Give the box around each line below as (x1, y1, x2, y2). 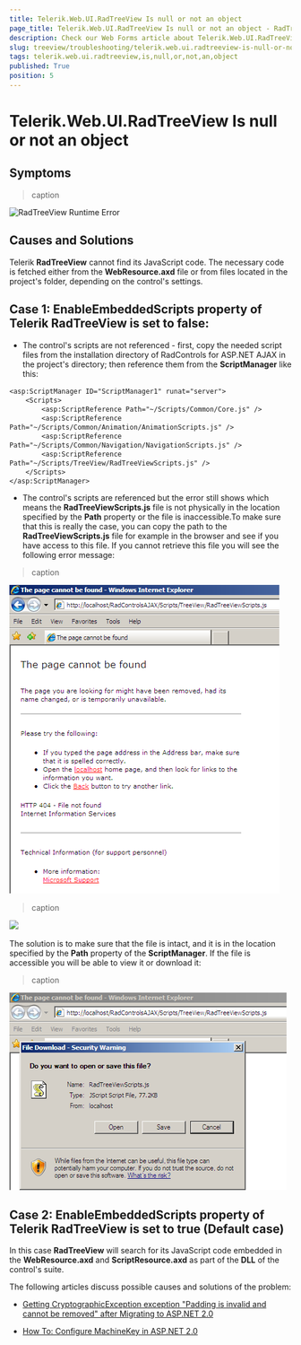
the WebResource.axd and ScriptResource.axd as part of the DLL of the (9, 1254, 279, 1265)
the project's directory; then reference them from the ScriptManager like (21, 359, 292, 370)
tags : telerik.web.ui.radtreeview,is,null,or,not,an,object (9, 52, 239, 62)
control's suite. (9, 1264, 64, 1275)
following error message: (21, 549, 115, 560)
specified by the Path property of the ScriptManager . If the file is (9, 948, 251, 958)
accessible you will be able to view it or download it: (9, 956, 202, 968)
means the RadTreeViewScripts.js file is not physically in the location (21, 502, 280, 512)
